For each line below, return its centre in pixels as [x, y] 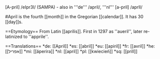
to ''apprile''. [36, 37]
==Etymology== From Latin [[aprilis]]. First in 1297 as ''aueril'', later [74, 31]
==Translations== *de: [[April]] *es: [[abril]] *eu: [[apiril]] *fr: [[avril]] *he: [80, 46]
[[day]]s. [14, 22]
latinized [14, 37]
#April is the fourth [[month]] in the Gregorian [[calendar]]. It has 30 [74, 16]
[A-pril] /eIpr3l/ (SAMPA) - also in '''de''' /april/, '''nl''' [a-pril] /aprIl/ [74, 7]
